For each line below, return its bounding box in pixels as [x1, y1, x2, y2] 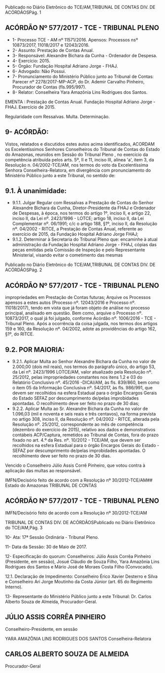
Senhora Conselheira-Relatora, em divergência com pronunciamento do [5, 167, 151, 173]
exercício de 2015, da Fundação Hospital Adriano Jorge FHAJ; [12, 231, 139, 237]
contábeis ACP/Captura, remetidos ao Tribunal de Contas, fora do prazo [12, 432, 159, 438]
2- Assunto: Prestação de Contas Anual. [12, 47, 94, 53]
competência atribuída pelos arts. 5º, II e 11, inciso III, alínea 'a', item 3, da [5, 156, 154, 162]
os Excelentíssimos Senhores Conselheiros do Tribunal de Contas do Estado [5, 146, 160, 152]
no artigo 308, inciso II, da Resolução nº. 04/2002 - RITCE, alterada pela [12, 416, 160, 422]
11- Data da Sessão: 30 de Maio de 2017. [5, 544, 87, 550]
